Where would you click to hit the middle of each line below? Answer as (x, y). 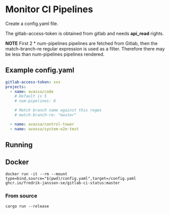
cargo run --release (27, 206)
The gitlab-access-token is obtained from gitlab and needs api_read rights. (85, 33)
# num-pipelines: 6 (35, 101)
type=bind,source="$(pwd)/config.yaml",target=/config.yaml (71, 178)
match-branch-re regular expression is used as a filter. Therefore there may (85, 49)
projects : (16, 87)
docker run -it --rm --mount (36, 174)
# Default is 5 (31, 96)
